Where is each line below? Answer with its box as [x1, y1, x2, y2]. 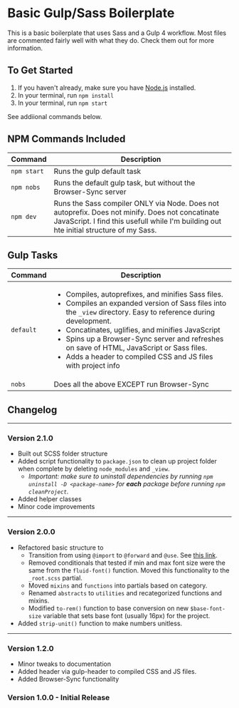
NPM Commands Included [7, 133, 126, 145]
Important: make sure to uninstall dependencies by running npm [28, 472, 213, 481]
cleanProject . [28, 487, 69, 496]
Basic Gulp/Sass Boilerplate [7, 5, 175, 21]
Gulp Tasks [7, 249, 58, 261]
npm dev [11, 212, 37, 220]
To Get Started [7, 64, 73, 76]
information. [7, 43, 43, 52]
